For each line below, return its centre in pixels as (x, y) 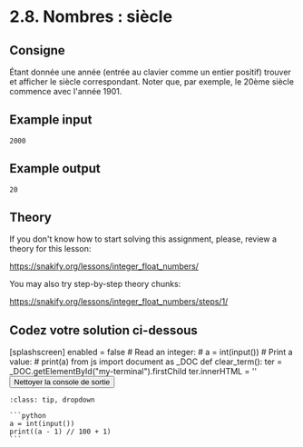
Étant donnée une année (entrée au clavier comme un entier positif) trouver (151, 72)
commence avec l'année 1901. (66, 91)
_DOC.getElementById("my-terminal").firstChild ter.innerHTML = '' (133, 372)
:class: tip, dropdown (52, 400)
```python (28, 416)
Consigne (37, 50)
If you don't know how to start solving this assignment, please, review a (143, 239)
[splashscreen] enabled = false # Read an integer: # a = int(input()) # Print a (151, 353)
